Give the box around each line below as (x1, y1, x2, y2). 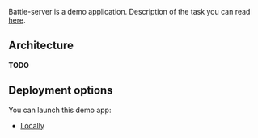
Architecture (8, 39, 74, 52)
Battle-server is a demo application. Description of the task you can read (8, 7, 251, 16)
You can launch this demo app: (8, 105, 112, 115)
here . (8, 15, 26, 25)
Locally (19, 120, 44, 130)
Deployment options (8, 84, 113, 98)
